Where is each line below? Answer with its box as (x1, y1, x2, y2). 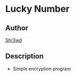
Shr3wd (5, 37, 22, 43)
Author (5, 24, 28, 32)
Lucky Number (5, 3, 70, 15)
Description (5, 52, 44, 61)
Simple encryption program (12, 65, 71, 72)
